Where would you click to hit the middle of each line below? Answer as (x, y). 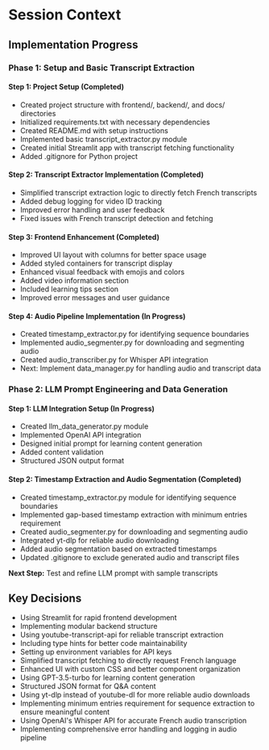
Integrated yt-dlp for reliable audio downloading (99, 540)
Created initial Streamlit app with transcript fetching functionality (127, 148)
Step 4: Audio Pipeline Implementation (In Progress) (97, 316)
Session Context (65, 15)
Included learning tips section (69, 289)
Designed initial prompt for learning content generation (111, 444)
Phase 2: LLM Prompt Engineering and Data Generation (118, 389)
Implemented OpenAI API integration (81, 435)
